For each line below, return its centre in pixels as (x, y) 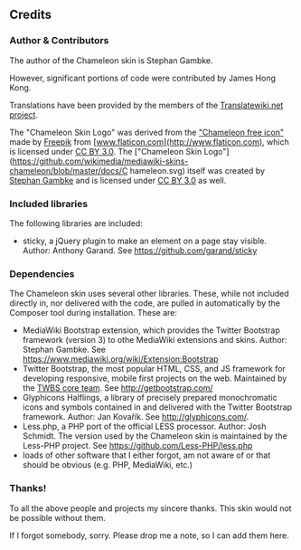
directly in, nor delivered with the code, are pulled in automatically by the (145, 303)
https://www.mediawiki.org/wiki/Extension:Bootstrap (120, 359)
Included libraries (49, 204)
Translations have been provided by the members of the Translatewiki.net (146, 105)
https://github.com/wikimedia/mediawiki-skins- (100, 161)
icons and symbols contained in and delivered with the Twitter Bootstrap (157, 407)
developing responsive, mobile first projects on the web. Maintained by (155, 378)
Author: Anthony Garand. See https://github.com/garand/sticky (140, 250)
